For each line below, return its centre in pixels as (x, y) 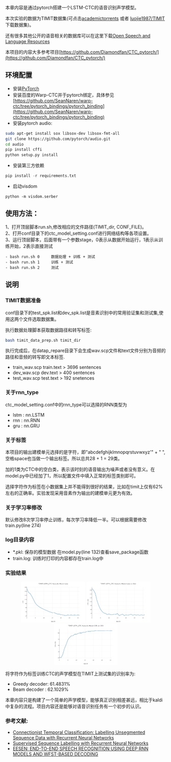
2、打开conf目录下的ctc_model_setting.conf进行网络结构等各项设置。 (78, 233)
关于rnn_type (22, 393)
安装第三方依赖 (28, 166)
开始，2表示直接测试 (31, 246)
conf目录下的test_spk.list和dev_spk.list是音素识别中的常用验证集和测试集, (82, 313)
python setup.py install (32, 155)
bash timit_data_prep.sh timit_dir (43, 340)
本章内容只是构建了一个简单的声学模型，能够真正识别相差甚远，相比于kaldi (84, 700)
